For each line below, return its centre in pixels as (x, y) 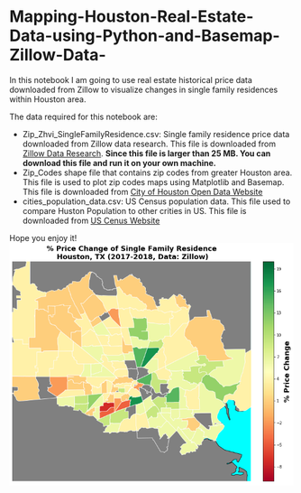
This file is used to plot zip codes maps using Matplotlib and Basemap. (153, 181)
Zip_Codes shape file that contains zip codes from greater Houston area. (157, 172)
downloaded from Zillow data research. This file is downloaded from (149, 144)
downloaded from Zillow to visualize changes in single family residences (144, 89)
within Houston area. (48, 99)
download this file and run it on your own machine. (119, 163)
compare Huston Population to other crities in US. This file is (134, 210)
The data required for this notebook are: (83, 116)
